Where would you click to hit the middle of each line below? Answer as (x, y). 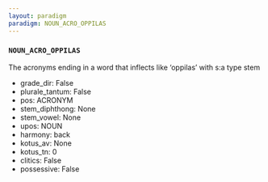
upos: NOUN (41, 125)
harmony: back (45, 134)
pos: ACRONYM (46, 100)
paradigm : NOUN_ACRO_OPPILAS (57, 23)
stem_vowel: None (50, 117)
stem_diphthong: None (58, 108)
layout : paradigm (38, 16)
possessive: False (50, 169)
